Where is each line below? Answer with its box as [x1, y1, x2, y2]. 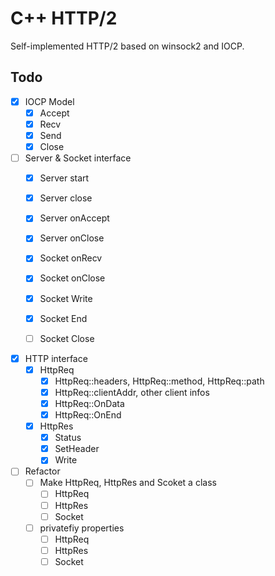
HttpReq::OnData [54, 397, 125, 409]
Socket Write [39, 292, 93, 304]
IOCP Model [24, 95, 75, 107]
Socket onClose [39, 272, 106, 284]
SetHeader [54, 443, 100, 455]
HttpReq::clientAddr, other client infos [54, 386, 210, 398]
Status [54, 432, 82, 444]
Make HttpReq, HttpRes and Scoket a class [39, 477, 217, 489]
